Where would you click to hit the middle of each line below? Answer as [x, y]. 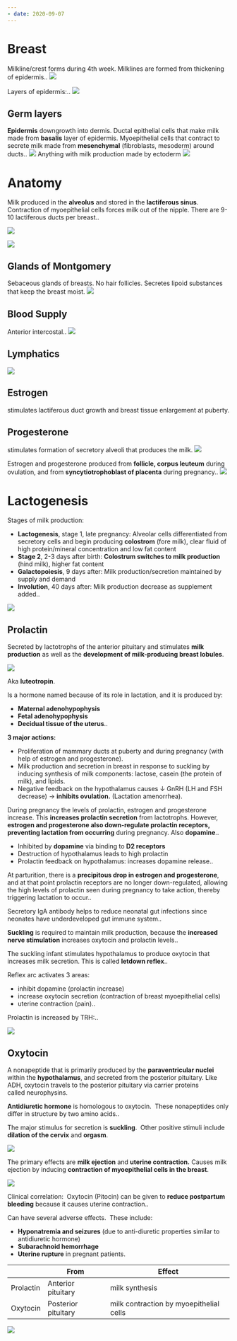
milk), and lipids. [41, 781]
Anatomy [35, 183]
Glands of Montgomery [59, 266]
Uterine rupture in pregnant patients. [71, 1254]
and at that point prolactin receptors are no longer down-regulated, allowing [117, 882]
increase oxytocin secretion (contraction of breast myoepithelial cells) [119, 996]
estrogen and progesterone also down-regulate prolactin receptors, [109, 825]
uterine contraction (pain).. [56, 1004]
